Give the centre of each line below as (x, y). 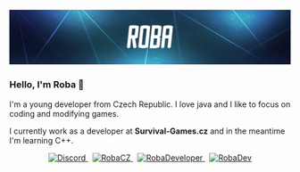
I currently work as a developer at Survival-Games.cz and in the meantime (147, 131)
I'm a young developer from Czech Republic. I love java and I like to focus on (150, 104)
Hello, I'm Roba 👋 (47, 85)
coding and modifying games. (64, 113)
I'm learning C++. (42, 140)
